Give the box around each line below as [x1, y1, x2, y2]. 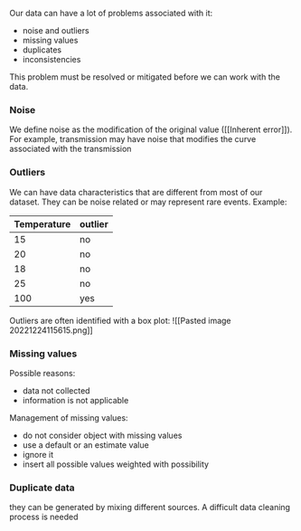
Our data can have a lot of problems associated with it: [9, 8, 213, 18]
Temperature [14, 217, 71, 230]
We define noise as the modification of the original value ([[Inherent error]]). [9, 124, 293, 135]
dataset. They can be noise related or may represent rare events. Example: [9, 196, 287, 207]
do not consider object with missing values [22, 430, 183, 441]
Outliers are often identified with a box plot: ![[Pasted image [9, 315, 232, 326]
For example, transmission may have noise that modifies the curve [9, 134, 257, 145]
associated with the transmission [9, 144, 132, 155]
